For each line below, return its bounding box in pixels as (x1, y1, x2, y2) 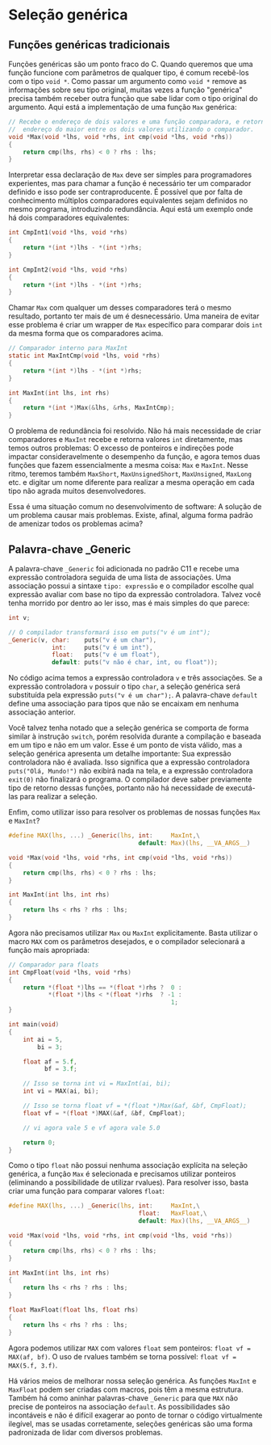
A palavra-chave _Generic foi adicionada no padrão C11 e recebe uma (8, 563, 240, 573)
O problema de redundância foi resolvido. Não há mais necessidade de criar (8, 426, 261, 436)
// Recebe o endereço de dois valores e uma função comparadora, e (8, 118, 240, 126)
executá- (225, 783, 256, 793)
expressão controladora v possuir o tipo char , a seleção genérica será (8, 681, 240, 692)
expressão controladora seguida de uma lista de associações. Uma (8, 572, 231, 582)
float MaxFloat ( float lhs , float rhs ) (8, 1306, 139, 1314)
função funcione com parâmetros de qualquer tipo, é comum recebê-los (8, 68, 249, 78)
